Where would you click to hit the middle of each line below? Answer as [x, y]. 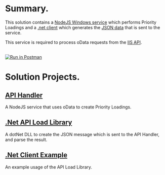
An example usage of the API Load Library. [49, 167]
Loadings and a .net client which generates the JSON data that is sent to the [83, 27]
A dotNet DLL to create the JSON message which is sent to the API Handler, [82, 134]
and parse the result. [26, 140]
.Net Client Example [36, 155]
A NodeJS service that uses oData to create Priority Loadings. [68, 107]
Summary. [27, 9]
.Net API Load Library [39, 122]
